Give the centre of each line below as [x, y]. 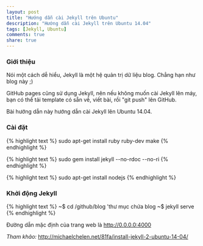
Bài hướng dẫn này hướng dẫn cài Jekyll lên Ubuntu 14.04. [79, 112]
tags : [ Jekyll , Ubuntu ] [37, 29]
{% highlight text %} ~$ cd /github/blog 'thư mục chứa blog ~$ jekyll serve [100, 206]
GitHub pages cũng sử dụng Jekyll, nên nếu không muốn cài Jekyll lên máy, [101, 93]
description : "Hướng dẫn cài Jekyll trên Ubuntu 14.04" [79, 23]
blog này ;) [20, 81]
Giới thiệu [21, 62]
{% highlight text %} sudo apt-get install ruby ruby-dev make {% [87, 140]
